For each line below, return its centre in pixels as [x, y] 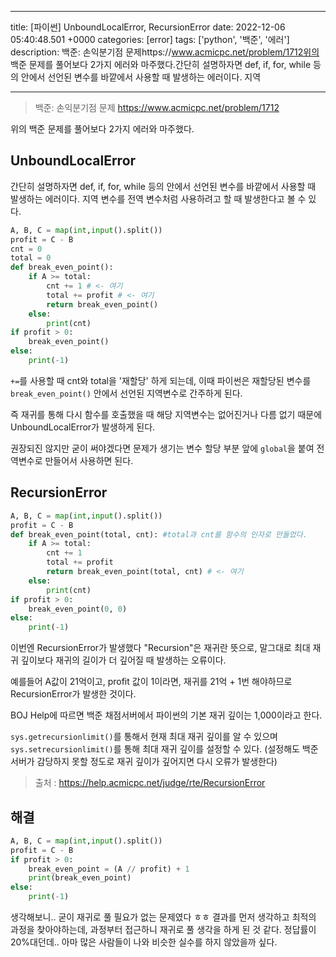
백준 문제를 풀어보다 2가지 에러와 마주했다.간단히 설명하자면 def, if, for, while [161, 64]
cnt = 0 [26, 249]
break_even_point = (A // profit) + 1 [109, 869]
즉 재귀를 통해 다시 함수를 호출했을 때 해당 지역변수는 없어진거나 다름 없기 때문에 [166, 414]
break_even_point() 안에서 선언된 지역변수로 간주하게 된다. [126, 393]
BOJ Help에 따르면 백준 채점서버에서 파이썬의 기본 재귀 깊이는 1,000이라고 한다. [166, 715]
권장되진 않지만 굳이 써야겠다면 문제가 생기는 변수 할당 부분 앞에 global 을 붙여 [162, 448]
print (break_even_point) [80, 878]
